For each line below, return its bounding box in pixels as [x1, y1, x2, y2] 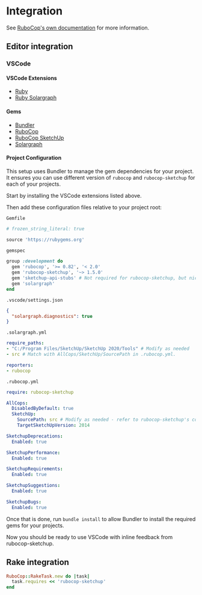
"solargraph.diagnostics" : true [11, 313, 93, 319]
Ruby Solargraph [14, 94, 57, 102]
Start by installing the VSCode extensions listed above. [6, 192, 142, 199]
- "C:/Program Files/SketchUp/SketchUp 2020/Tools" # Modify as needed [6, 346, 189, 352]
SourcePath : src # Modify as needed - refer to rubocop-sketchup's [17, 416, 189, 423]
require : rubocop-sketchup [6, 389, 74, 395]
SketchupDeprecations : [6, 433, 63, 439]
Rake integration [6, 557, 69, 567]
